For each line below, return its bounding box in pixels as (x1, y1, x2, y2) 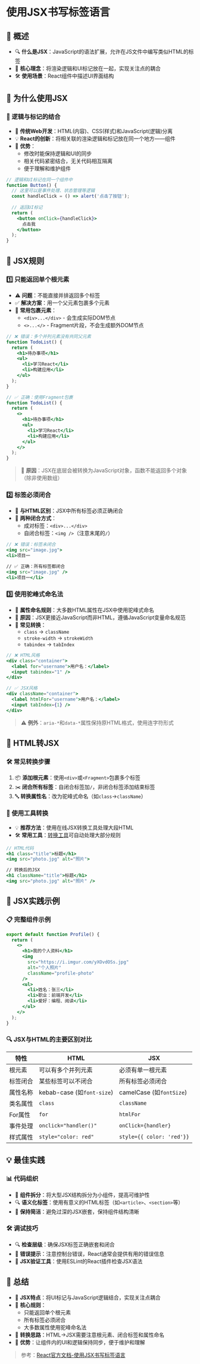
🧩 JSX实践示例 (6, 896, 61, 907)
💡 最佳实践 (6, 1155, 45, 1165)
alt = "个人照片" (27, 964, 61, 970)
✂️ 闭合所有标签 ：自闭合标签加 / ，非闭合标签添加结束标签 (14, 784, 155, 791)
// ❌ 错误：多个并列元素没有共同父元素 (6, 333, 91, 339)
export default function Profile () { (6, 931, 100, 938)
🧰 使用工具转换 (6, 809, 49, 818)
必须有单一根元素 (118, 1065, 167, 1074)
